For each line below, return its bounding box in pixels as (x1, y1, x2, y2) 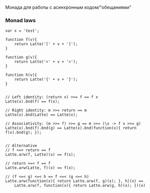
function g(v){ (5, 55, 37, 60)
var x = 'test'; (5, 28, 39, 33)
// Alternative (5, 143, 37, 149)
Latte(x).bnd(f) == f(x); (5, 99, 60, 104)
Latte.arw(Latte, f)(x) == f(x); (5, 165, 76, 171)
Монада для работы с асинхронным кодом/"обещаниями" (5, 5, 132, 10)
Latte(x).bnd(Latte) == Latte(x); (5, 112, 78, 118)
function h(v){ (5, 73, 37, 78)
